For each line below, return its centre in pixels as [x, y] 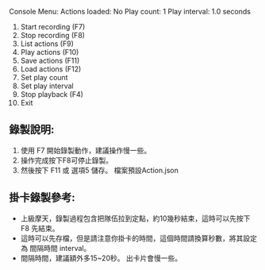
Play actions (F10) [50, 52]
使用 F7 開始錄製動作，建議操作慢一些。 [86, 150]
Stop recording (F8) [53, 35]
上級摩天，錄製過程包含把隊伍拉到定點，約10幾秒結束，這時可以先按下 [135, 218]
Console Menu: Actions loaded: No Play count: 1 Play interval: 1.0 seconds [130, 12]
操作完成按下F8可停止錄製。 [67, 160]
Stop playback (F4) [52, 94]
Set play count [44, 77]
